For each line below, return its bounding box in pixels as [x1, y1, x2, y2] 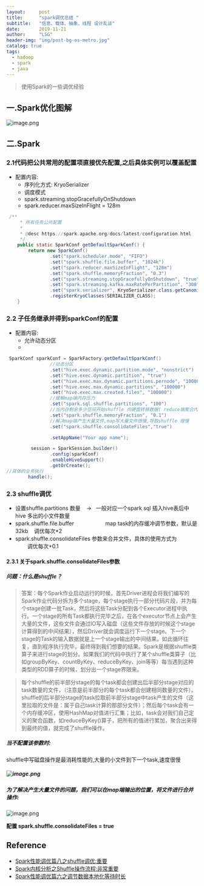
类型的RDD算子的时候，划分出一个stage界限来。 [21, 665, 143, 673]
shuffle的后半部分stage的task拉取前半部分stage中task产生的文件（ [21, 693, 189, 701]
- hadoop [12, 54, 34, 60]
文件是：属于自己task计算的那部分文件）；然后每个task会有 [42, 701, 189, 709]
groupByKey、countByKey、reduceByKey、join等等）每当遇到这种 [26, 658, 194, 665]
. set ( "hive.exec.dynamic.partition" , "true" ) [49, 373, 167, 379]
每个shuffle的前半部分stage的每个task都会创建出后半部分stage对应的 [21, 678, 194, 686]
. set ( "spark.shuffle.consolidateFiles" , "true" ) [49, 423, 172, 430]
